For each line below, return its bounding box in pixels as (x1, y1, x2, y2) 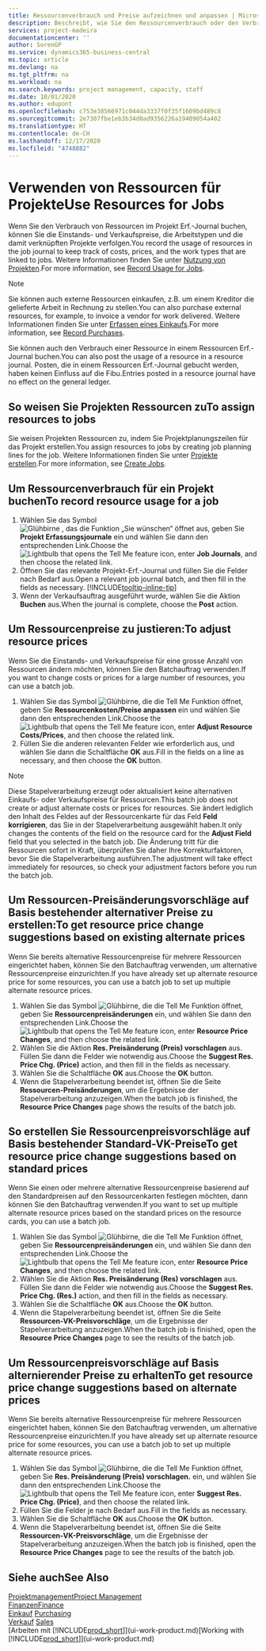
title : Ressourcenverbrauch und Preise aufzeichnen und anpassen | (8, 11, 236, 20)
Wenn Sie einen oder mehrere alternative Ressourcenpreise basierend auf (8, 1183, 249, 1193)
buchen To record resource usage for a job (8, 494, 219, 508)
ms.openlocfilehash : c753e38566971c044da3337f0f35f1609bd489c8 (8, 108, 222, 116)
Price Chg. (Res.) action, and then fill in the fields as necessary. (19, 1291, 228, 1300)
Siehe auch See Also (8, 1571, 109, 1584)
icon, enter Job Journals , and (159, 549, 257, 558)
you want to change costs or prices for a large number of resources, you (8, 672, 245, 682)
